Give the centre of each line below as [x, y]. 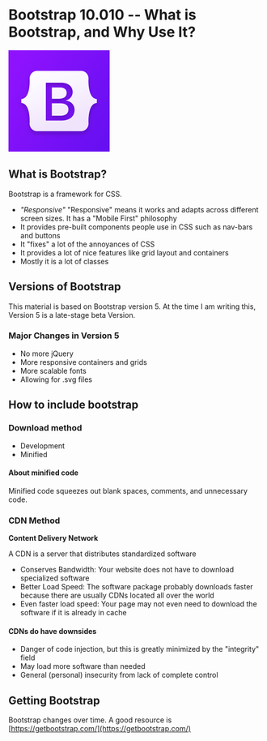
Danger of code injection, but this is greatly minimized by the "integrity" [140, 649]
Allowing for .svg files [56, 379]
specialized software [55, 578]
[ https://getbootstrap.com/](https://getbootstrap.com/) [100, 729]
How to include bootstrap [74, 405]
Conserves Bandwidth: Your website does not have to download [127, 570]
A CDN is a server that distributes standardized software [102, 554]
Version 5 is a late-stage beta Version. [72, 315]
